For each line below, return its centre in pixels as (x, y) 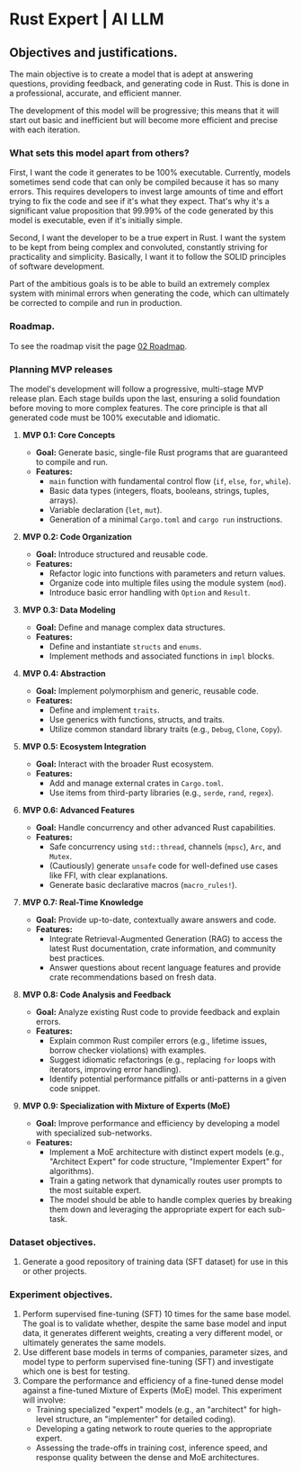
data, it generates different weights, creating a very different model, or (152, 1333)
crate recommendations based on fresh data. (133, 977)
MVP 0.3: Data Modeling (69, 610)
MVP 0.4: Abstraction (64, 673)
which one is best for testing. (76, 1371)
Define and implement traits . (104, 710)
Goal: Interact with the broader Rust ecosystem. (124, 764)
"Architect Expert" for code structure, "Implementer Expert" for (166, 1162)
